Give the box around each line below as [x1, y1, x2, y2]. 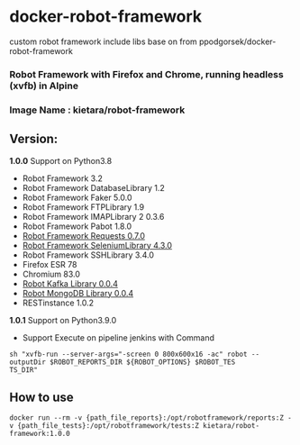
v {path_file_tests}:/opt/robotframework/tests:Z [9, 422, 200, 431]
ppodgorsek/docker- [198, 36, 277, 47]
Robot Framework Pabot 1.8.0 [22, 221, 132, 232]
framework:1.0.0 [9, 430, 70, 439]
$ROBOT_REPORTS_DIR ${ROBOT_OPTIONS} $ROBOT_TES [49, 358, 236, 367]
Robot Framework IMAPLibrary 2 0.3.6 [22, 211, 165, 222]
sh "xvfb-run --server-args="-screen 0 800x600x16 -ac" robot [9, 350, 248, 359]
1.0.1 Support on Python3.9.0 [9, 314, 117, 325]
